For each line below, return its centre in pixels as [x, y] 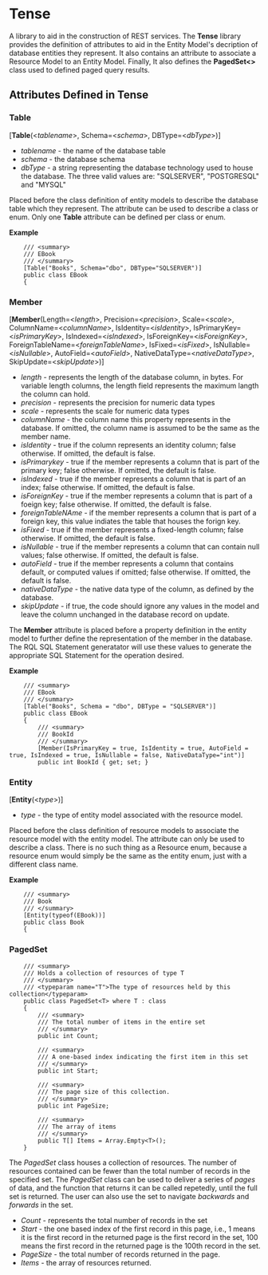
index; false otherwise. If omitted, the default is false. [108, 487]
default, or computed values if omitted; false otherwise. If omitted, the [135, 572]
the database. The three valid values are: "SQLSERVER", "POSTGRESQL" [140, 176]
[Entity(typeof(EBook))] [65, 916]
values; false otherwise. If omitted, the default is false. [109, 555]
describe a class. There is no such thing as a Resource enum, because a [128, 847]
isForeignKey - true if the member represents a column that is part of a [137, 495]
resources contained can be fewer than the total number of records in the [130, 1170]
